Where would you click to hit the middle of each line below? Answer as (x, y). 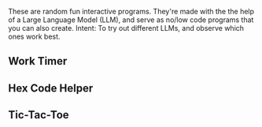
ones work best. (34, 36)
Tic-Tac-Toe (39, 115)
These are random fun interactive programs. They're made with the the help (131, 11)
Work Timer (38, 61)
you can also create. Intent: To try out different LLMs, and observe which (126, 28)
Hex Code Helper (51, 88)
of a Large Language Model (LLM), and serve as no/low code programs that (131, 20)
